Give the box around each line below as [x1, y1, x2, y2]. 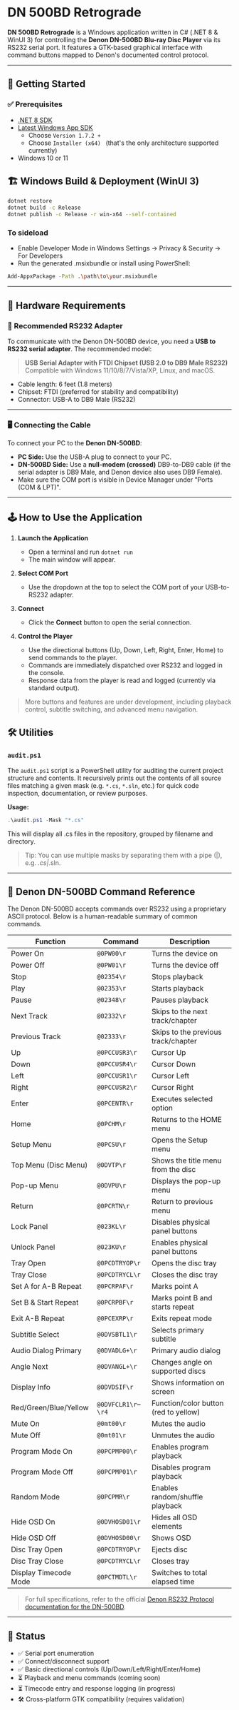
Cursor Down [152, 1059, 196, 1069]
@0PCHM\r [97, 1120, 127, 1128]
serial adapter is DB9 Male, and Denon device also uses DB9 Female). [17, 468, 223, 477]
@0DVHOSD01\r [97, 1518, 141, 1526]
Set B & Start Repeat [11, 1297, 79, 1307]
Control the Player [17, 632, 73, 641]
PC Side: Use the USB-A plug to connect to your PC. [17, 452, 172, 461]
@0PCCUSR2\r [97, 1083, 137, 1092]
